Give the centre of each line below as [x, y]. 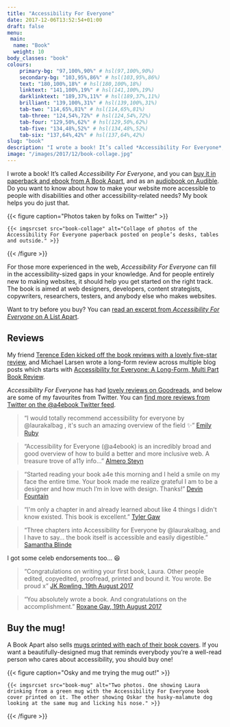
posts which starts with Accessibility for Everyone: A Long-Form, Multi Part [113, 369]
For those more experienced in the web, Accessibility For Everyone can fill [112, 267]
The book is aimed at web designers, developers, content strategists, [105, 289]
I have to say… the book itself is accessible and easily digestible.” [116, 537]
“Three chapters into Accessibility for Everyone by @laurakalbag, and [122, 530]
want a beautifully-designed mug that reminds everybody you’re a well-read [114, 652]
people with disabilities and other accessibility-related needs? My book [107, 195]
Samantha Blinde [48, 544]
